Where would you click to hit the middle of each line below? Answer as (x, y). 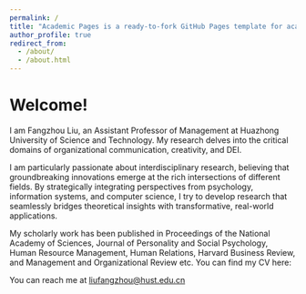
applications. (33, 216)
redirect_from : (38, 43)
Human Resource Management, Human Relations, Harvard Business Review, (153, 252)
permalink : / (34, 18)
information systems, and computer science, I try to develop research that (148, 196)
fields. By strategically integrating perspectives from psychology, (131, 187)
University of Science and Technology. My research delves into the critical (149, 140)
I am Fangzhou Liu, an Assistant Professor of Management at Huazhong (144, 130)
